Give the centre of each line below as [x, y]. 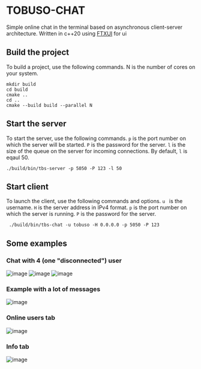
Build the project [38, 53]
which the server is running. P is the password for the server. [81, 214]
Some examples [37, 243]
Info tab [18, 346]
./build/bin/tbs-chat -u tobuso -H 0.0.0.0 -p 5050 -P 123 [84, 225]
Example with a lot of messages [53, 289]
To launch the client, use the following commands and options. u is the [94, 201]
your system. [22, 73]
